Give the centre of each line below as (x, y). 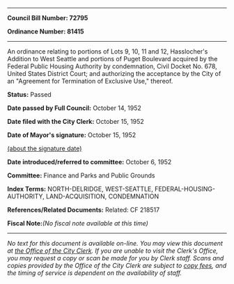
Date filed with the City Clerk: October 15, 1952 (76, 121)
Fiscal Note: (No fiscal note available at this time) (78, 223)
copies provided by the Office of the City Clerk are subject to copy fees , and (117, 266)
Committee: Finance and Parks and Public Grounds (81, 175)
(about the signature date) (45, 148)
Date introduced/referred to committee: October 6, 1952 (89, 162)
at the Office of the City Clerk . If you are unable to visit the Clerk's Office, (113, 251)
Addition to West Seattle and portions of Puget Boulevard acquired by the (112, 59)
